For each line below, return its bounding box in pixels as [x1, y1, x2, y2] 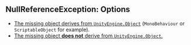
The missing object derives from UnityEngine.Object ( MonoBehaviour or [13, 20, 185, 27]
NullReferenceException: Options [5, 5, 130, 14]
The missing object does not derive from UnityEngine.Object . [13, 32, 163, 39]
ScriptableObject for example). [13, 26, 90, 33]
